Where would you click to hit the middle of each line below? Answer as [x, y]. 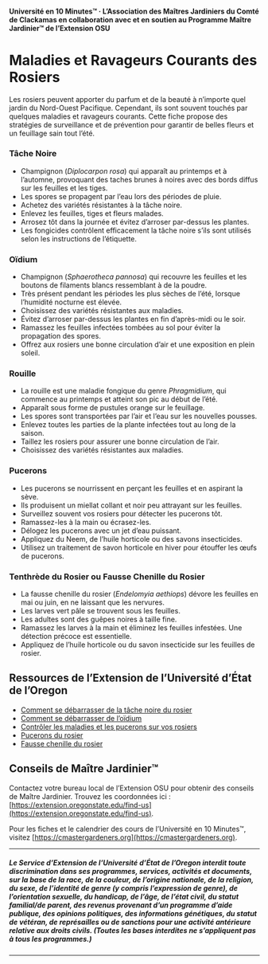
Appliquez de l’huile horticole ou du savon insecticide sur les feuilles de [138, 645]
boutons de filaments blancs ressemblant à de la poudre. [114, 285]
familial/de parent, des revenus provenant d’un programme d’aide [121, 905]
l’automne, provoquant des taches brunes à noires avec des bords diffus [139, 179]
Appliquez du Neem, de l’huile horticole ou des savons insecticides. [131, 539]
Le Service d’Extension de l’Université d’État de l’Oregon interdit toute [128, 863]
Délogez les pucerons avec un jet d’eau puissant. [101, 531]
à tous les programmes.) [50, 939]
